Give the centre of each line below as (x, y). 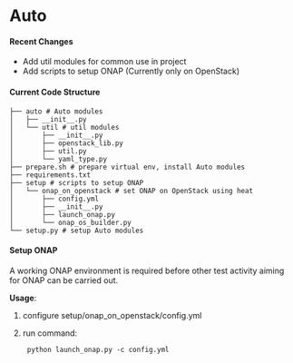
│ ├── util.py (49, 151)
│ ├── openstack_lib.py (67, 143)
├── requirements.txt (50, 175)
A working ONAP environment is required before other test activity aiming (147, 270)
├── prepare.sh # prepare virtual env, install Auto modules (127, 167)
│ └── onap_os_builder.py (70, 222)
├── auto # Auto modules (56, 111)
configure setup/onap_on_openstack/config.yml (112, 315)
